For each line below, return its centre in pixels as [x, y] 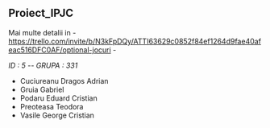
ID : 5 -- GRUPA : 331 [43, 65]
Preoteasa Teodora [52, 106]
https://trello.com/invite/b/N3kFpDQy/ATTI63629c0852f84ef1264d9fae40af [135, 41]
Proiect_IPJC [41, 13]
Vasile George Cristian [57, 115]
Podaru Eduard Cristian [59, 98]
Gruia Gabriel [42, 89]
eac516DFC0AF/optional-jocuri [60, 50]
